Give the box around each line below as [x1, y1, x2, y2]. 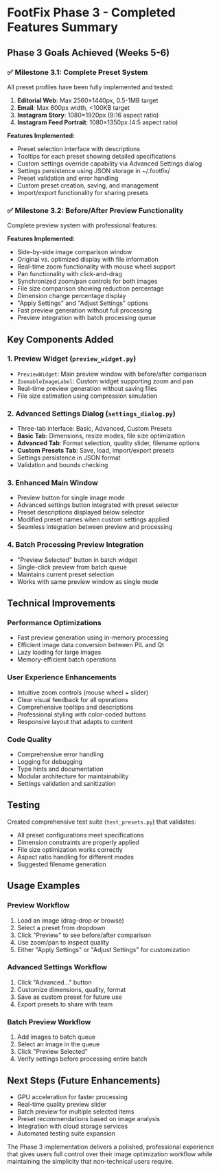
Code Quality [7, 734, 52, 744]
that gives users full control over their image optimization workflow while [7, 1149, 213, 1158]
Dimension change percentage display [16, 292, 126, 300]
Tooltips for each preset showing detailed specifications [16, 152, 176, 160]
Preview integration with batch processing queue [16, 314, 156, 322]
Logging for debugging [16, 758, 82, 766]
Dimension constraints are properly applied [16, 838, 139, 846]
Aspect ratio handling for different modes [16, 853, 134, 861]
